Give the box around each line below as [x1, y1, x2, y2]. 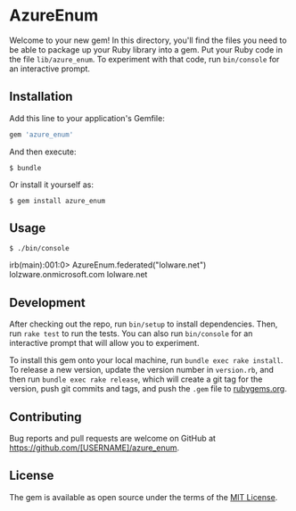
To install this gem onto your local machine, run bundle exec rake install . [9, 355, 284, 366]
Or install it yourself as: [9, 179, 94, 190]
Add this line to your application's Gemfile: [9, 112, 165, 123]
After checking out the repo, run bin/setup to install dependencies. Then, [9, 318, 278, 330]
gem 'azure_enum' [9, 130, 74, 139]
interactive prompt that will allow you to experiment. [9, 338, 200, 349]
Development [9, 295, 86, 310]
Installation [9, 89, 73, 104]
